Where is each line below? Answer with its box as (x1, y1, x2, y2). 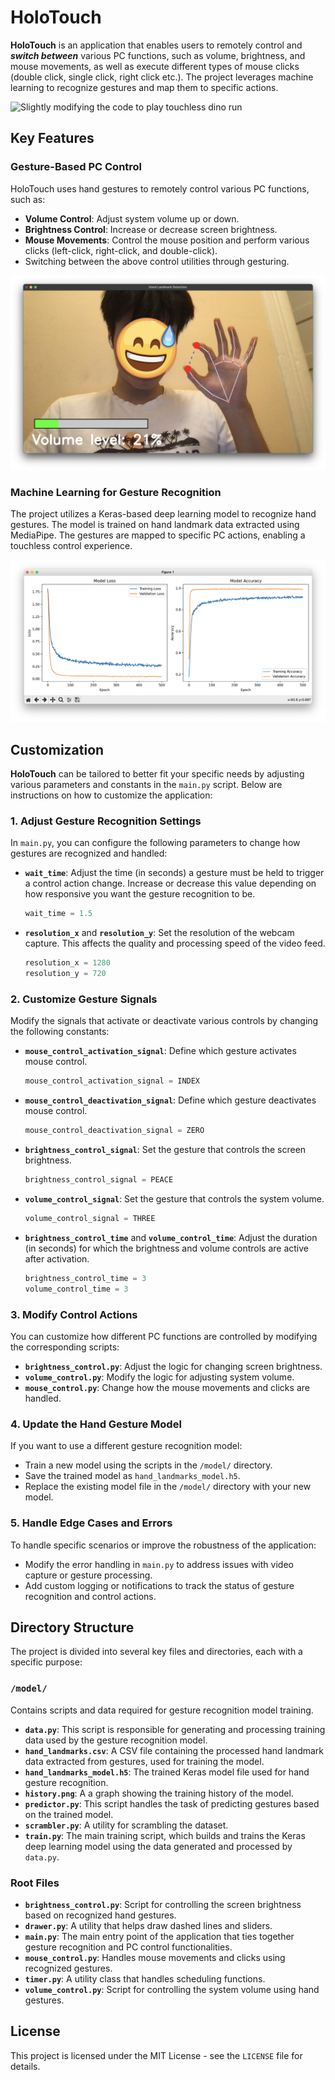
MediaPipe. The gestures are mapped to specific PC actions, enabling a (10, 529, 306, 541)
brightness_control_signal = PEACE (24, 1175, 174, 1185)
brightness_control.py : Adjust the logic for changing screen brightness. (24, 1360, 323, 1372)
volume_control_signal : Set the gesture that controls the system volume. (24, 1193, 325, 1205)
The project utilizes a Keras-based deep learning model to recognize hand (10, 507, 317, 520)
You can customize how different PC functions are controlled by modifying (10, 1330, 318, 1342)
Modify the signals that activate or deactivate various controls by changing (10, 1015, 319, 1027)
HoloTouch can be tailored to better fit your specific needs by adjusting (10, 768, 305, 780)
